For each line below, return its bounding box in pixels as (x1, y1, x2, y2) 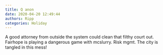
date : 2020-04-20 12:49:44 (5, 12, 60, 17)
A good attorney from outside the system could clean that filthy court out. (5, 34, 154, 40)
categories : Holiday (5, 20, 48, 26)
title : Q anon (5, 7, 34, 12)
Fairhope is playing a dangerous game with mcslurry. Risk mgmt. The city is (5, 39, 158, 45)
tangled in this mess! (5, 44, 47, 50)
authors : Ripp (5, 16, 34, 21)
